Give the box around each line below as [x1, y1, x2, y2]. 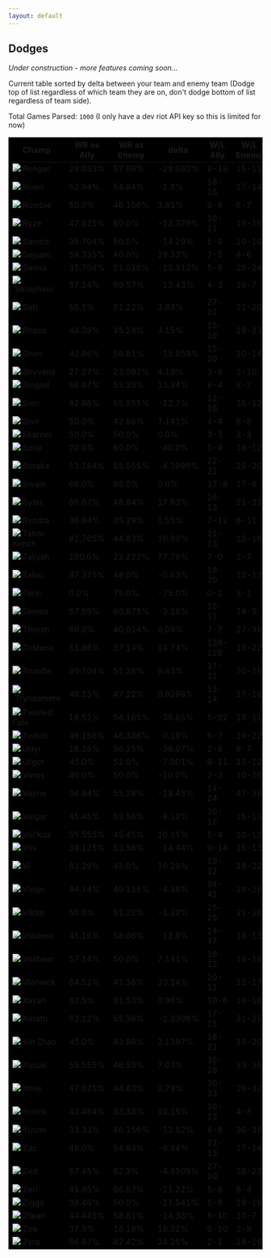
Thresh [23, 624, 50, 635]
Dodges [8, 42, 48, 56]
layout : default [8, 11, 63, 20]
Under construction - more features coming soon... [8, 63, 178, 73]
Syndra [23, 515, 50, 526]
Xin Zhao [23, 1036, 56, 1048]
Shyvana [23, 366, 56, 378]
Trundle [23, 665, 52, 677]
